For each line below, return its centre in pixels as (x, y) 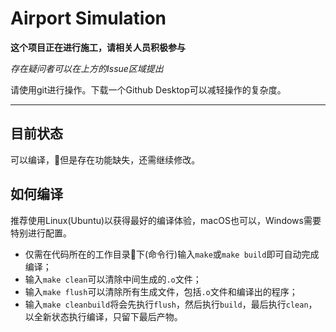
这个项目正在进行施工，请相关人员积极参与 (98, 47)
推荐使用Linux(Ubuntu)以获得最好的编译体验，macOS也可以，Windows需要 (166, 220)
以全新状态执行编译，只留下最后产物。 (103, 316)
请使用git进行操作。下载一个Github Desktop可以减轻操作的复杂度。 (148, 89)
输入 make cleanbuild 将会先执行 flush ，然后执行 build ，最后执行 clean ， (171, 304)
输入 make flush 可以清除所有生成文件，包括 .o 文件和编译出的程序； (161, 291)
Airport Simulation (88, 18)
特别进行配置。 (41, 233)
